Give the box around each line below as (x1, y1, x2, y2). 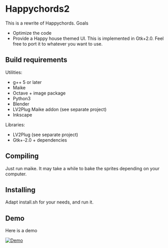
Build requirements (5, 56, 67, 64)
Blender (12, 101, 30, 107)
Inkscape (12, 111, 32, 118)
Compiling (5, 152, 39, 161)
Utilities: (5, 69, 22, 75)
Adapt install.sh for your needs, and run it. (5, 199, 93, 205)
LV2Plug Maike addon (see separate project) (12, 106, 107, 112)
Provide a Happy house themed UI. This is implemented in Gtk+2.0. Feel (12, 35, 164, 41)
